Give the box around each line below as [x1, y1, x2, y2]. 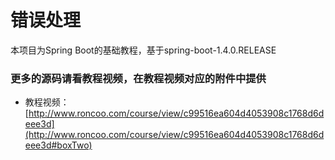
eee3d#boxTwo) [24, 139, 93, 151]
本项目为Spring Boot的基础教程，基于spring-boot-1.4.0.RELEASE [10, 44, 277, 56]
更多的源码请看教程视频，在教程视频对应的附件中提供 [10, 71, 267, 85]
